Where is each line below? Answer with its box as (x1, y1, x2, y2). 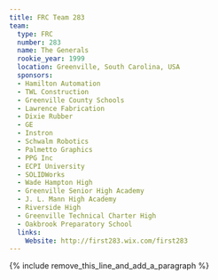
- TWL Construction (17, 87, 90, 96)
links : (17, 228, 42, 236)
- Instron (17, 129, 53, 138)
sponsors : (17, 71, 53, 80)
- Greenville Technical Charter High (17, 211, 157, 220)
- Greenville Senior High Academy (17, 187, 144, 196)
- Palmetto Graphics (17, 145, 93, 154)
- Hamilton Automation (17, 79, 101, 88)
